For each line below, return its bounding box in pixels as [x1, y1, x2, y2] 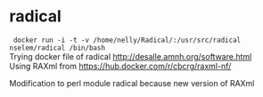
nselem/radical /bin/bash [9, 43, 105, 53]
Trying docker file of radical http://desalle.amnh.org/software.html [9, 51, 252, 61]
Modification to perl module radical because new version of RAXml [9, 77, 255, 88]
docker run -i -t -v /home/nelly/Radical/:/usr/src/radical [12, 36, 242, 44]
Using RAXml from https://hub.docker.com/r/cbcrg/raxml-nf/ [9, 61, 232, 71]
